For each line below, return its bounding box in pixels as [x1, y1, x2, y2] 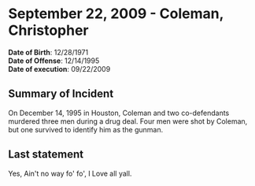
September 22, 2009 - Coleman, [8, 5, 224, 23]
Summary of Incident [8, 87, 114, 101]
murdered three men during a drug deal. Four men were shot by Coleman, [8, 116, 248, 126]
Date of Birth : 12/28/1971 [8, 47, 89, 57]
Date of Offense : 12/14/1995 [8, 56, 100, 65]
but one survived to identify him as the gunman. [8, 125, 164, 134]
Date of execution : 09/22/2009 [8, 64, 111, 73]
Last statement [8, 147, 84, 162]
